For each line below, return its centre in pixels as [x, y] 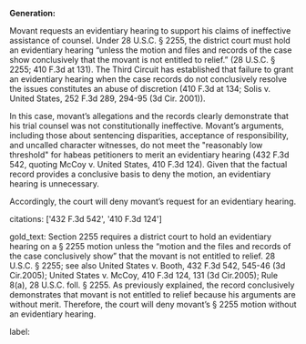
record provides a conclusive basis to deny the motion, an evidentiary [140, 174]
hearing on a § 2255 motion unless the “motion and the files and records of [150, 246]
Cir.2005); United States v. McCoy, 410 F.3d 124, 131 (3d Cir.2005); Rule [144, 275]
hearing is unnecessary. [55, 184]
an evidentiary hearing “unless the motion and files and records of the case [151, 50]
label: [20, 332]
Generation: [33, 13]
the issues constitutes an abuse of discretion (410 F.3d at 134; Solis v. [140, 89]
